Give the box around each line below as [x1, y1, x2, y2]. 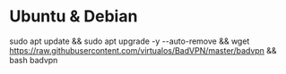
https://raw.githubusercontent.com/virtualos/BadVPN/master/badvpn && [9, 45, 277, 55]
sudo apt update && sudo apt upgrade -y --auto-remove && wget [9, 36, 250, 46]
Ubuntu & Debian [9, 6, 138, 27]
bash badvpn [9, 54, 58, 65]
